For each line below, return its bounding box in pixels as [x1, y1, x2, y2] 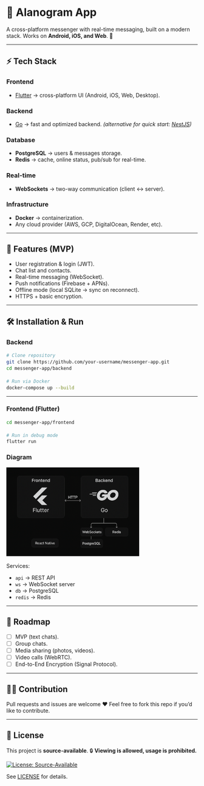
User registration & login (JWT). [15, 260, 95, 267]
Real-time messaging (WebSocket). [15, 273, 104, 280]
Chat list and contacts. [15, 266, 72, 274]
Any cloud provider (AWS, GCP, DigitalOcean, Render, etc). [15, 221, 163, 228]
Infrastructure [6, 200, 49, 209]
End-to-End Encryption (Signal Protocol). [15, 660, 118, 668]
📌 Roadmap [6, 617, 50, 627]
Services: [6, 562, 30, 569]
